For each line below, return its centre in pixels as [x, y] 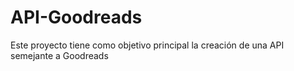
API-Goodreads [76, 17]
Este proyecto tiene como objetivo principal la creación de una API [147, 45]
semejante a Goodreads [59, 55]
